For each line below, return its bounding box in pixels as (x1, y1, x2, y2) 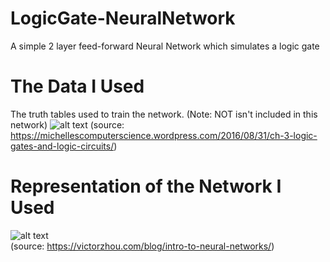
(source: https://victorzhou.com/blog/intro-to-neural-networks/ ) (10, 240, 275, 252)
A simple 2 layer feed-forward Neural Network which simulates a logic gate (10, 40, 320, 52)
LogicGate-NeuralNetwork (10, 7, 236, 30)
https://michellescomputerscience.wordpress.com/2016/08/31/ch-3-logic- (10, 129, 318, 141)
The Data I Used (10, 75, 145, 98)
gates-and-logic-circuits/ (10, 140, 115, 152)
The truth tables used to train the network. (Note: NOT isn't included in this (10, 108, 318, 120)
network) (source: (10, 118, 125, 131)
